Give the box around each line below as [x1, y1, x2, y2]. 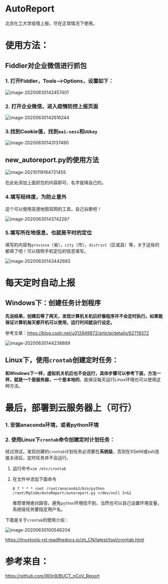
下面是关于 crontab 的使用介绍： [5, 517, 69, 523]
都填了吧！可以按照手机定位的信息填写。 [5, 248, 88, 254]
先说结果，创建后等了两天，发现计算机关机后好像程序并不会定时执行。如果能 [5, 313, 163, 319]
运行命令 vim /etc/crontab [12, 465, 66, 471]
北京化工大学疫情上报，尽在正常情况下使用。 [5, 20, 97, 26]
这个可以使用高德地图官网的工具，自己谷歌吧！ [5, 206, 101, 212]
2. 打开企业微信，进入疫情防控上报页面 [5, 103, 98, 110]
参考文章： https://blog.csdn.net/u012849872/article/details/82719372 [5, 330, 149, 336]
